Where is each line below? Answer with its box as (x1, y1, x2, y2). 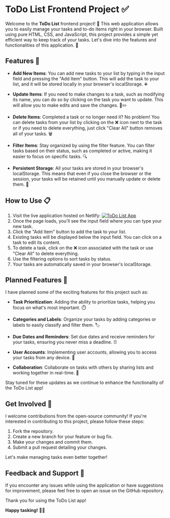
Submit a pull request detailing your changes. (12, 444, 107, 451)
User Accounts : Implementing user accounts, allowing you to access (12, 349, 157, 355)
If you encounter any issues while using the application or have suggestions (5, 482, 163, 488)
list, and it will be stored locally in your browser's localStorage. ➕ (12, 81, 148, 87)
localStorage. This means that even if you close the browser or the (12, 170, 152, 177)
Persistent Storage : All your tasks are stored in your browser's (12, 165, 144, 171)
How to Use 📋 (5, 196, 51, 205)
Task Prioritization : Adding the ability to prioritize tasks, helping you (12, 299, 155, 305)
